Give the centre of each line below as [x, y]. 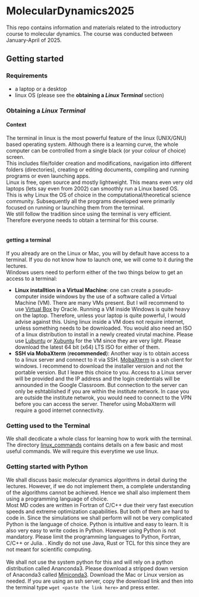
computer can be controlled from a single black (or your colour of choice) [96, 151]
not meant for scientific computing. [49, 549]
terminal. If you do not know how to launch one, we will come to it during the [100, 260]
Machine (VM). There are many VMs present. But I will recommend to [99, 302]
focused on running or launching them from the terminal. [75, 207]
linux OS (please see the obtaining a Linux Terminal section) [89, 95]
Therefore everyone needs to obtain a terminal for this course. [82, 220]
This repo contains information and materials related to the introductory [94, 27]
